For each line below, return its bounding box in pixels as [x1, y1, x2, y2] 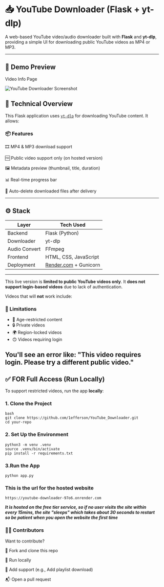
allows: [5, 118, 20, 124]
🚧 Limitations [5, 305, 37, 312]
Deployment [7, 261, 36, 268]
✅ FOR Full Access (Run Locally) [5, 375, 105, 383]
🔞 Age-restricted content [12, 316, 62, 322]
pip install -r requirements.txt [5, 451, 73, 456]
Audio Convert [7, 245, 41, 252]
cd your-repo [5, 420, 32, 425]
